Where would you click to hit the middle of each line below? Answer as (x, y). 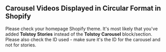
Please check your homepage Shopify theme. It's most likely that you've (81, 29)
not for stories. (21, 45)
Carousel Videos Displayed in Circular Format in (83, 8)
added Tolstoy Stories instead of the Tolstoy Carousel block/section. (79, 34)
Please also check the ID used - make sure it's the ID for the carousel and (83, 39)
